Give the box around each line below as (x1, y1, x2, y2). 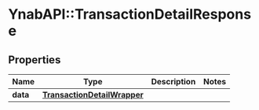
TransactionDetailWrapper (42, 90, 144, 100)
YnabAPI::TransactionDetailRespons (8, 5, 252, 23)
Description (151, 76, 196, 87)
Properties (8, 53, 61, 66)
